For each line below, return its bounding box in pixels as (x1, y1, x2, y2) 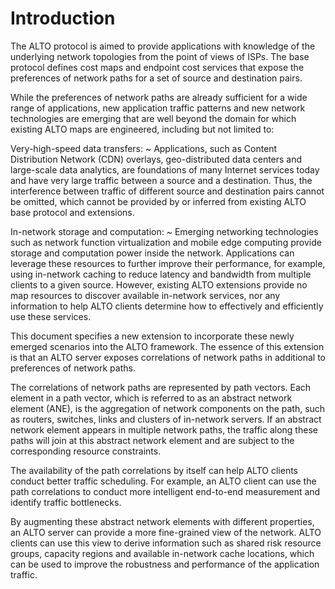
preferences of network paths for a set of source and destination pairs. (10, 72, 303, 84)
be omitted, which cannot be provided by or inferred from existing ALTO (10, 195, 307, 207)
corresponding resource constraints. (10, 445, 162, 457)
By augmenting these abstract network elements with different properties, (10, 515, 315, 527)
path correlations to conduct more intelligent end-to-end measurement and (10, 485, 321, 497)
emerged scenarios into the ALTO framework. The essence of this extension (10, 340, 325, 352)
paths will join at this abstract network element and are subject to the (10, 434, 295, 446)
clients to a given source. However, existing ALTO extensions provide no (10, 278, 308, 291)
